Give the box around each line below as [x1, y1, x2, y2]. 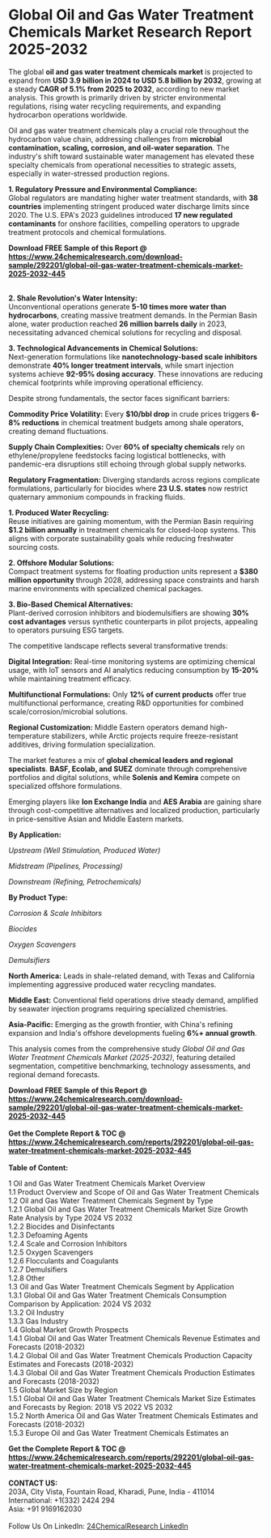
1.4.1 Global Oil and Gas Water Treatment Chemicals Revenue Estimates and [8, 1333, 260, 1343]
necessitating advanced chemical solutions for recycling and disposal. [8, 327, 243, 337]
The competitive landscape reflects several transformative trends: [8, 641, 228, 650]
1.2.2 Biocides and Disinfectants [8, 1221, 115, 1231]
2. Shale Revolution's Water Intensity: [8, 293, 138, 303]
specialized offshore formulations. [8, 781, 122, 790]
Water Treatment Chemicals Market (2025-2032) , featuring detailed [8, 1052, 236, 1062]
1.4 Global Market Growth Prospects [8, 1324, 129, 1334]
